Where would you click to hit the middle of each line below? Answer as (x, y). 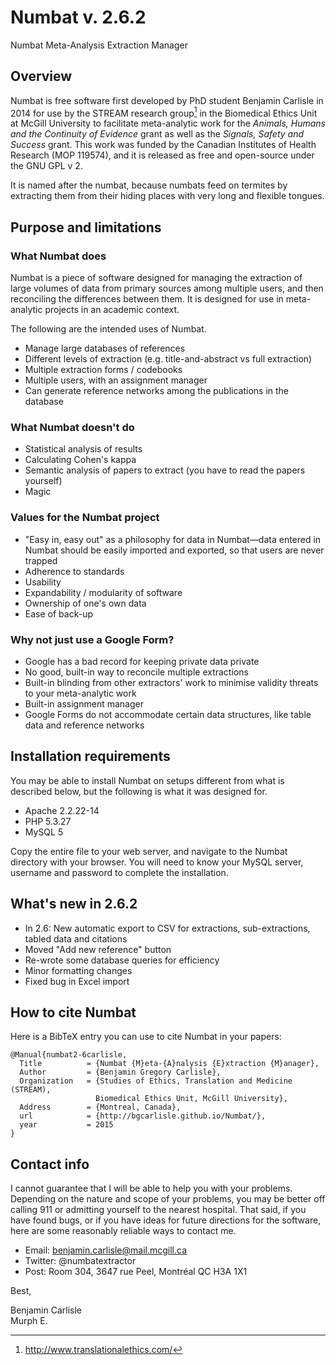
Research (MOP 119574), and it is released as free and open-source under (162, 155)
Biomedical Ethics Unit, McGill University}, (191, 1099)
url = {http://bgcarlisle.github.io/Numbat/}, (143, 1116)
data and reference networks (84, 725)
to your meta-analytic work (80, 693)
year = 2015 (66, 1125)
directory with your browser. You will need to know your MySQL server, (157, 862)
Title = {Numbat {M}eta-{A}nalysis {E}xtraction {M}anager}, (169, 1064)
